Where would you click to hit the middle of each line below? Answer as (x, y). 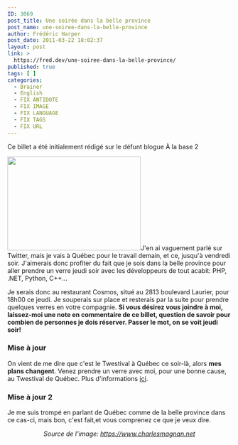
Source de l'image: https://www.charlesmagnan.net (119, 434)
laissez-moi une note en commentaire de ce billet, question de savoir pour (119, 314)
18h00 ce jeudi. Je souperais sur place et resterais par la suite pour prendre (118, 299)
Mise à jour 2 (30, 397)
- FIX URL (28, 126)
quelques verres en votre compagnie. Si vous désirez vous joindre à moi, (115, 307)
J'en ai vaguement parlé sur (182, 248)
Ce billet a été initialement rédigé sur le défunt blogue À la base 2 (103, 146)
